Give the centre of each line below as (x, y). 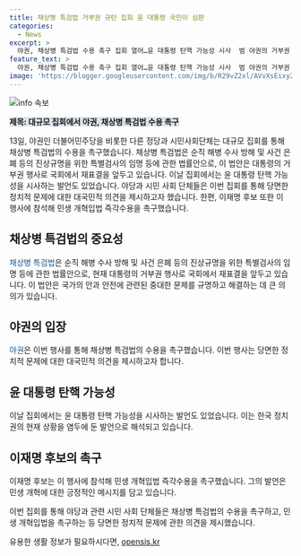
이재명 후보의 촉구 (56, 458)
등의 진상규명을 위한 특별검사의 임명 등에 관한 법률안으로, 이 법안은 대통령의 (150, 163)
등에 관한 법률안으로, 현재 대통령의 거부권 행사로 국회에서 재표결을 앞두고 (145, 274)
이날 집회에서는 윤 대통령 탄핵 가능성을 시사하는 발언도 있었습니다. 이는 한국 (141, 416)
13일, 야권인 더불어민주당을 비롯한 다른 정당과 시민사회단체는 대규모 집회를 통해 (147, 141)
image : (21, 76)
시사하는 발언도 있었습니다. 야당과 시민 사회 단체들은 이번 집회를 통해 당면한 (157, 186)
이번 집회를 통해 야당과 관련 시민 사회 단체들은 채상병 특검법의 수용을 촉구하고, (146, 511)
